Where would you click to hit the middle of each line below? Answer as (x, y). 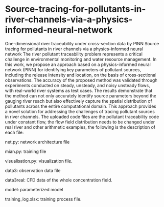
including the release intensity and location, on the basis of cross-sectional (81, 75)
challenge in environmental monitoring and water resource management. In (81, 59)
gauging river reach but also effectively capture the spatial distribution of (79, 101)
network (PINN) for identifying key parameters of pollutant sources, (73, 69)
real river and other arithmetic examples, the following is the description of (80, 127)
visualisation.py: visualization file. (39, 161)
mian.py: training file (26, 151)
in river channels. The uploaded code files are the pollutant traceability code (82, 117)
